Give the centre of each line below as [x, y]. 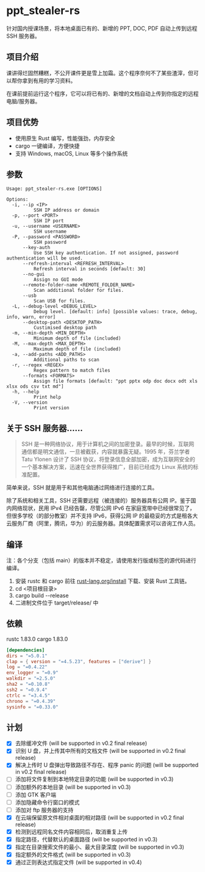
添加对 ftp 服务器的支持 [44, 810]
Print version [51, 408]
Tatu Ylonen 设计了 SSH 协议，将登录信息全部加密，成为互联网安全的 [108, 459]
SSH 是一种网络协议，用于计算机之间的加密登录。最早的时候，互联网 [108, 444]
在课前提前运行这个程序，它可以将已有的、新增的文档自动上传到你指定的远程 [103, 93]
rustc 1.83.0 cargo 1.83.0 [37, 639]
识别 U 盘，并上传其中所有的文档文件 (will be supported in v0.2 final [100, 751]
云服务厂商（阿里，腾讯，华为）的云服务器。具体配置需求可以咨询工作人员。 [103, 523]
